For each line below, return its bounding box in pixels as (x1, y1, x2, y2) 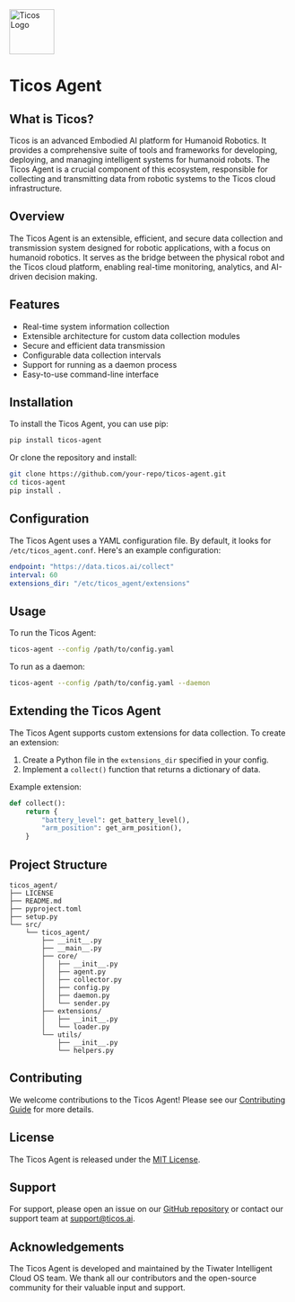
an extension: (9, 736, 60, 747)
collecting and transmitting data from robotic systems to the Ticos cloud (9, 174, 276, 183)
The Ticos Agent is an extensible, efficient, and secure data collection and (9, 233, 283, 244)
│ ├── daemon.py (41, 991, 110, 1000)
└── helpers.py (56, 1046, 115, 1055)
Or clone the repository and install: (9, 452, 137, 463)
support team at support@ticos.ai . (9, 1213, 136, 1224)
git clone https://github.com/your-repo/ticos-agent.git (9, 469, 227, 479)
